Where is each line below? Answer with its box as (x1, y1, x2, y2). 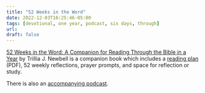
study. (6, 68, 23, 75)
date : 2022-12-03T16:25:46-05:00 (6, 15, 92, 21)
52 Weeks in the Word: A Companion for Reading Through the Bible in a (6, 48, 187, 56)
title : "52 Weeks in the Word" (6, 9, 86, 15)
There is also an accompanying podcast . (6, 80, 109, 87)
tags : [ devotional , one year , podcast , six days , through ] (6, 20, 160, 26)
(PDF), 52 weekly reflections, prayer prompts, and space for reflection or (6, 62, 190, 69)
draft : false (6, 32, 40, 38)
